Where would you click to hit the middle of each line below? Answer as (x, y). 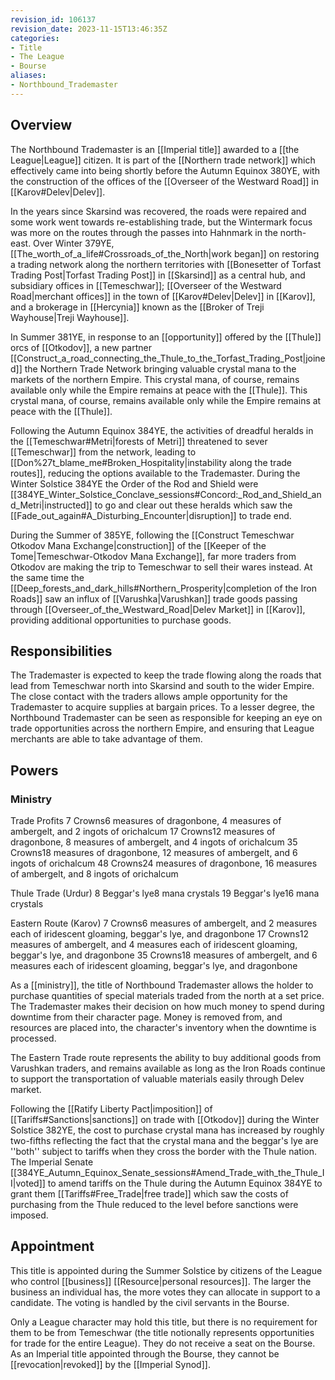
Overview (41, 125)
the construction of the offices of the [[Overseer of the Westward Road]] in (164, 181)
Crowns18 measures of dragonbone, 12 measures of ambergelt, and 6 (154, 853)
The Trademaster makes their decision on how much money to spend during (167, 1007)
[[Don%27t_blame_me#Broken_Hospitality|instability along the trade (151, 462)
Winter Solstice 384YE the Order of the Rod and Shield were (134, 483)
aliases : (28, 76)
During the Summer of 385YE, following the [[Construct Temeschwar (152, 535)
